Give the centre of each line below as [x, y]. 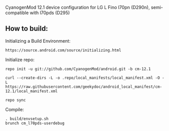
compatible [17, 13]
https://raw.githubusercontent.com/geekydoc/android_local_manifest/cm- [84, 87]
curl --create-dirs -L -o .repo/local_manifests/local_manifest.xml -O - [85, 78]
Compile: [15, 109]
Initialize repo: [20, 59]
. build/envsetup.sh [27, 119]
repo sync [16, 100]
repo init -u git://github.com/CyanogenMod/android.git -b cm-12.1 [78, 69]
